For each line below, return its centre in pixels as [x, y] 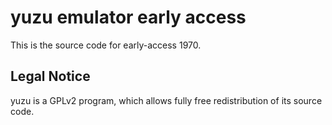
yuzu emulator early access [128, 17]
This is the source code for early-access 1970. [106, 45]
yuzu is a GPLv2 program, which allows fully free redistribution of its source [166, 100]
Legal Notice [50, 76]
